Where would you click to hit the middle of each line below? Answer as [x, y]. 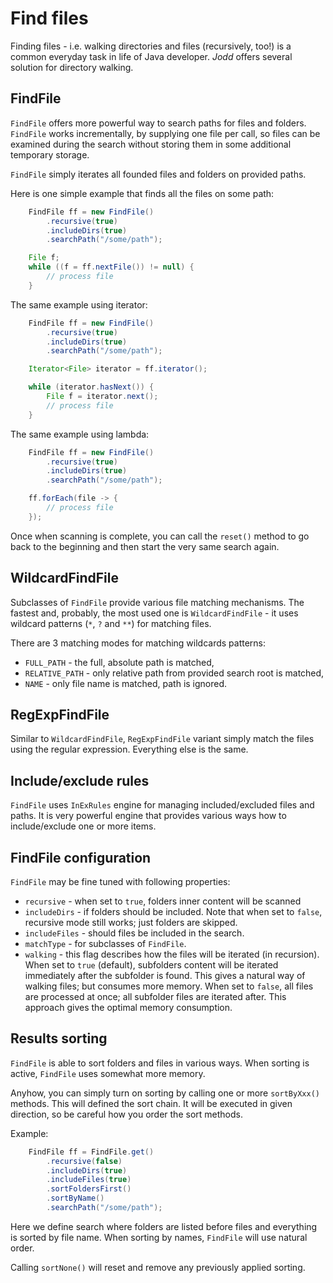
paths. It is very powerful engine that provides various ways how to [148, 816]
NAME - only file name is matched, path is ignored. [126, 683]
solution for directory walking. [72, 67]
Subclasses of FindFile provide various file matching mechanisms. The [157, 602]
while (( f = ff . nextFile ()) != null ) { [111, 267]
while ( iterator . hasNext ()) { [91, 387]
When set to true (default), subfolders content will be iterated [151, 965]
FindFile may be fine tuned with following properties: [120, 881]
